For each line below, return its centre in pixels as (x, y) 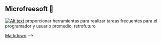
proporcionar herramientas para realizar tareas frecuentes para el (91, 21)
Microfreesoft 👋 (29, 9)
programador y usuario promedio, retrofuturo (51, 26)
